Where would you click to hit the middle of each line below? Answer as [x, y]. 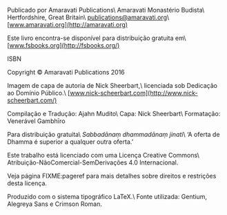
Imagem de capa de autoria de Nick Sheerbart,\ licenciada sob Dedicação [112, 85]
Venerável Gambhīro [36, 121]
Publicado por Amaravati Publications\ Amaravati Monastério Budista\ [106, 10]
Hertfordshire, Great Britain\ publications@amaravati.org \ [88, 17]
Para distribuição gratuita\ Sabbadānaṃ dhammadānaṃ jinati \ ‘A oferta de [113, 134]
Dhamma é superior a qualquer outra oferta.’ [70, 142]
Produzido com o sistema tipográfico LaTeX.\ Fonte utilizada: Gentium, [107, 197]
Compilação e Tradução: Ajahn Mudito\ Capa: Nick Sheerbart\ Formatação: [114, 114]
